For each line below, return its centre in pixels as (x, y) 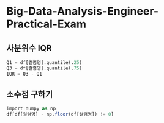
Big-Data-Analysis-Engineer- (83, 11)
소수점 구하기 (30, 95)
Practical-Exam (47, 24)
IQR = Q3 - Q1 (24, 74)
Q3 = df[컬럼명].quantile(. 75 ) (44, 68)
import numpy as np (31, 109)
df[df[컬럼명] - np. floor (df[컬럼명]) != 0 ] (60, 114)
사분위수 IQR (29, 48)
